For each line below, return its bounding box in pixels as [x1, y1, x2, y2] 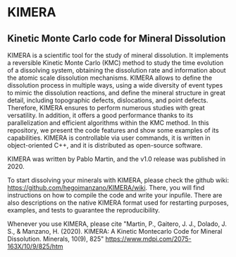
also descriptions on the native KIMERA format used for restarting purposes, [7, 198, 229, 207]
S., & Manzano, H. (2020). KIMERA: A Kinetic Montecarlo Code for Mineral [7, 227, 223, 235]
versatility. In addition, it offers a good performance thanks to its [7, 111, 194, 119]
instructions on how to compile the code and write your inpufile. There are [7, 191, 223, 199]
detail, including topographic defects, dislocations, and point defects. [7, 96, 209, 104]
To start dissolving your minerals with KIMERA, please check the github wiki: [7, 176, 229, 184]
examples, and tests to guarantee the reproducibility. [7, 206, 161, 214]
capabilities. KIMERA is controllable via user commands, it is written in [7, 133, 211, 142]
